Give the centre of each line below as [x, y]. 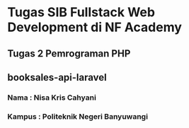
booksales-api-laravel [57, 77]
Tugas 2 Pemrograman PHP [69, 53]
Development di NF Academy [95, 27]
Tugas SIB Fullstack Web [81, 12]
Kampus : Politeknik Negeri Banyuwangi [78, 116]
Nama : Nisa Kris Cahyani [52, 98]
